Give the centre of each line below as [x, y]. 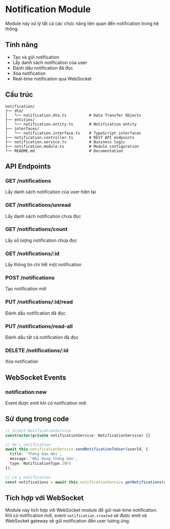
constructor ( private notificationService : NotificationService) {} [78, 435]
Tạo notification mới [26, 289]
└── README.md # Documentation [64, 151]
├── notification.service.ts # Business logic [65, 142]
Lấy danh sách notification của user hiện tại [51, 192]
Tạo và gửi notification [36, 57]
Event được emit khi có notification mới [46, 403]
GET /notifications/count [36, 229]
